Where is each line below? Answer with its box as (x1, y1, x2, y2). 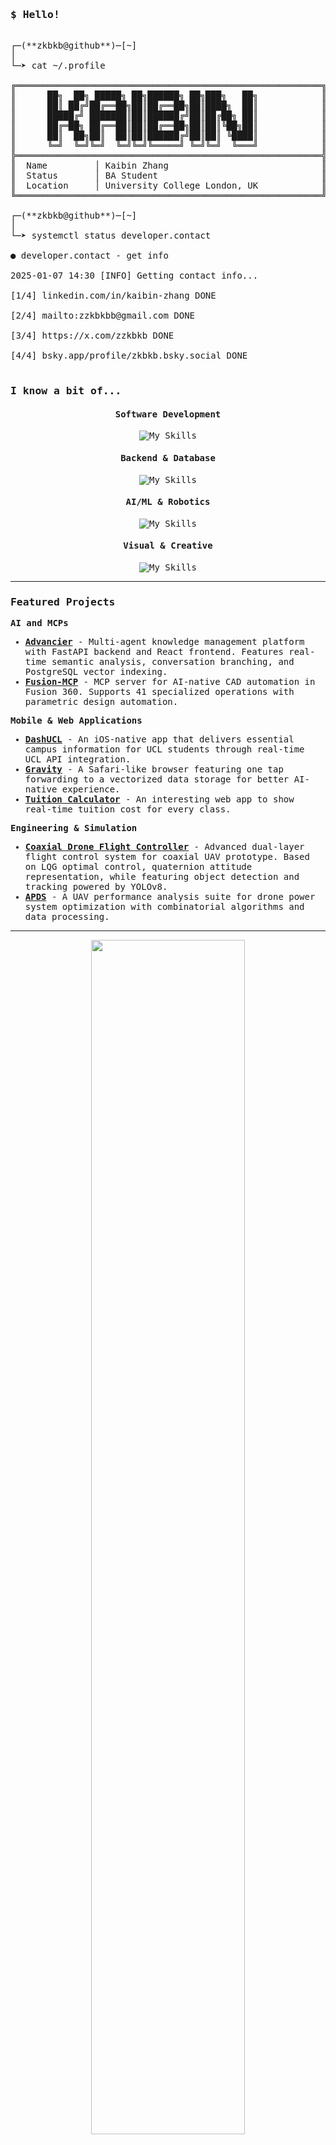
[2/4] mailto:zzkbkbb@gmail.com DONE (10, 310, 196, 322)
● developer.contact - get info (10, 250, 169, 262)
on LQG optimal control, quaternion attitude (24, 861, 253, 873)
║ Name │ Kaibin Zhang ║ (10, 160, 327, 172)
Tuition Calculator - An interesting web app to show (24, 794, 295, 805)
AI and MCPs (10, 618, 69, 629)
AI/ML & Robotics (125, 496, 211, 508)
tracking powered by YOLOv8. (24, 881, 168, 893)
